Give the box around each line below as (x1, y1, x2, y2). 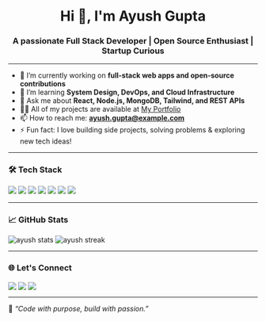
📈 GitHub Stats (8, 214, 69, 225)
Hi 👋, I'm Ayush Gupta (60, 7, 206, 25)
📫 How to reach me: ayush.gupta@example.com (19, 113, 184, 123)
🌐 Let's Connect (8, 262, 73, 273)
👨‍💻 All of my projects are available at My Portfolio (19, 105, 181, 114)
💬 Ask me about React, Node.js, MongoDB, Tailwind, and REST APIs (19, 96, 245, 105)
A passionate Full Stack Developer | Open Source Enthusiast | (12, 36, 254, 47)
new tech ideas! (19, 136, 72, 146)
